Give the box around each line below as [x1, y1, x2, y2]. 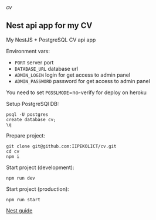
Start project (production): [6, 185, 69, 192]
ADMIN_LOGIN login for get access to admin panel [14, 71, 131, 78]
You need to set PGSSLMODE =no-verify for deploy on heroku [6, 89, 147, 96]
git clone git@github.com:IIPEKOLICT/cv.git [6, 143, 117, 149]
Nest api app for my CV [6, 20, 93, 30]
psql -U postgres [6, 111, 49, 118]
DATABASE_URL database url [14, 65, 78, 72]
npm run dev [6, 175, 35, 181]
